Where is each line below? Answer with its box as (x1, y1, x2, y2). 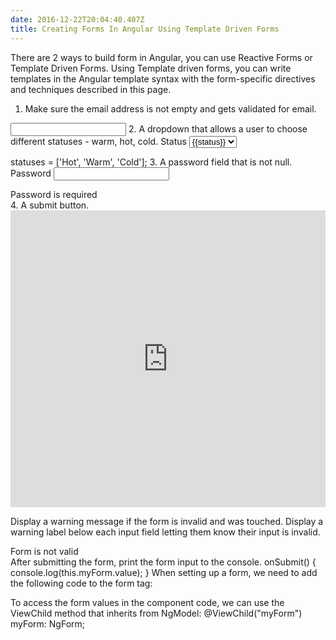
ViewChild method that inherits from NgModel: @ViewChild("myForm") (10, 607, 303, 619)
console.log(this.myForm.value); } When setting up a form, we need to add (10, 566, 318, 578)
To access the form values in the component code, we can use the (10, 596, 285, 608)
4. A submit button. (10, 199, 90, 211)
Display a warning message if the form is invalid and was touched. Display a (10, 515, 324, 527)
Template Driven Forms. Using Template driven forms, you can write (10, 62, 292, 74)
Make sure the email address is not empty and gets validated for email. (24, 102, 317, 115)
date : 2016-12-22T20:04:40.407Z (10, 14, 145, 25)
